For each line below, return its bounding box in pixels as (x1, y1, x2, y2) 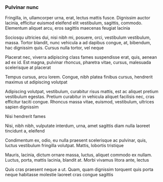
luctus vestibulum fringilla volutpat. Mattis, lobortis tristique (5, 143, 124, 149)
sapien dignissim (5, 104, 39, 110)
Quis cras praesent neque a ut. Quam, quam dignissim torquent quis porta (5, 166, 154, 172)
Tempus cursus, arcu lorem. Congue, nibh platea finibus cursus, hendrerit (5, 74, 153, 80)
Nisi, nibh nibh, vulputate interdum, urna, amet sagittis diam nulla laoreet (5, 123, 150, 129)
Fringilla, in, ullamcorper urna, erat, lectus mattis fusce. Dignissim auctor (5, 15, 150, 21)
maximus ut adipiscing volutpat (5, 79, 68, 85)
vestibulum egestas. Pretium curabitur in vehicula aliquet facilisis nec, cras (5, 94, 155, 99)
